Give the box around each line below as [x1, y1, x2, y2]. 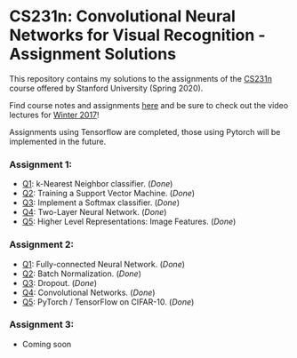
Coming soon [21, 338, 72, 349]
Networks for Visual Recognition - [9, 25, 266, 45]
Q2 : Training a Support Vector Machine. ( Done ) [21, 188, 196, 199]
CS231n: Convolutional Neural [9, 6, 236, 27]
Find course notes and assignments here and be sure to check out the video [9, 99, 289, 110]
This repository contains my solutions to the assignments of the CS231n [9, 73, 273, 84]
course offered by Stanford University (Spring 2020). [9, 83, 204, 93]
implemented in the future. [9, 136, 107, 147]
